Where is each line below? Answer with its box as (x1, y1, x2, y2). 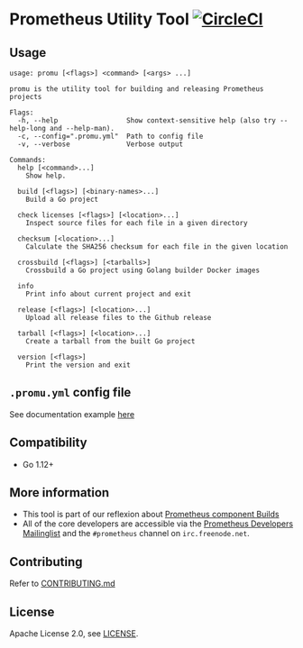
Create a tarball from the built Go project (25, 337, 196, 346)
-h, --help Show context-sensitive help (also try (17, 116, 277, 125)
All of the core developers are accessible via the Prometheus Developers (22, 518, 294, 529)
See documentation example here (9, 408, 135, 419)
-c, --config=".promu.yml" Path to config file (17, 132, 204, 141)
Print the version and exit (25, 361, 131, 370)
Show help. (25, 171, 67, 180)
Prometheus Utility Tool (9, 9, 189, 30)
